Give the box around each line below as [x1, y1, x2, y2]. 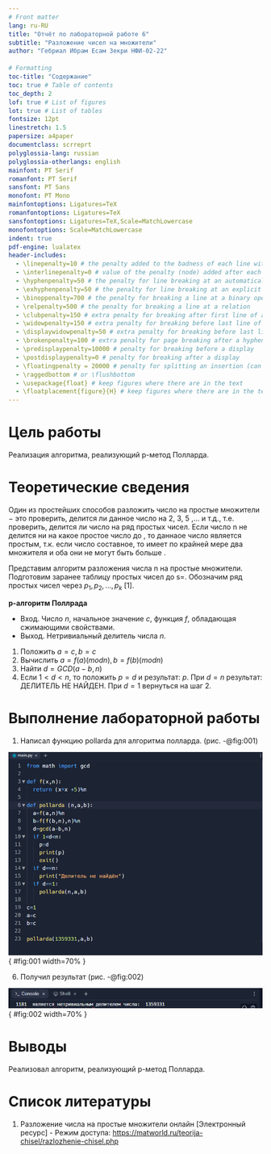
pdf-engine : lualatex [8, 243, 81, 251]
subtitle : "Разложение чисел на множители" [8, 39, 157, 47]
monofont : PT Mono [8, 192, 70, 200]
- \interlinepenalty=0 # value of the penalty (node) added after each [15, 269, 262, 277]
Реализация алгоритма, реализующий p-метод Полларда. [8, 450, 210, 460]
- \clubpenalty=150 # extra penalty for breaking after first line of [15, 311, 258, 319]
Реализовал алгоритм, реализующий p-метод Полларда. [8, 1064, 206, 1073]
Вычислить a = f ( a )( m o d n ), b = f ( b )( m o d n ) [19, 654, 164, 665]
